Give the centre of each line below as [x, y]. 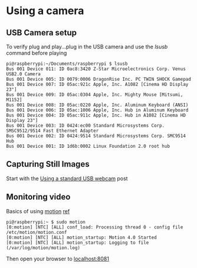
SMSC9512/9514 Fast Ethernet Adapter [52, 131]
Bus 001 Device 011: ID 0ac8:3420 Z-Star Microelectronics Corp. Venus [96, 69]
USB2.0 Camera [24, 74]
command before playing [37, 53]
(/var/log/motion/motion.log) [43, 248]
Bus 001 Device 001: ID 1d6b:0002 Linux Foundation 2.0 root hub [88, 146]
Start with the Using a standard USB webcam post [67, 178]
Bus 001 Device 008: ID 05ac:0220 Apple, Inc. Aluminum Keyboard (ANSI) [97, 105]
